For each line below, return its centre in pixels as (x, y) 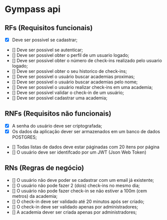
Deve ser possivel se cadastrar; (45, 40)
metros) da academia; (35, 196)
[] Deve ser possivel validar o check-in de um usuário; (68, 93)
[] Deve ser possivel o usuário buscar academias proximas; (73, 77)
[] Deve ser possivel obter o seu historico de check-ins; (69, 71)
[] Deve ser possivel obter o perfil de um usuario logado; (70, 55)
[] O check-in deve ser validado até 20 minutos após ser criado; (78, 201)
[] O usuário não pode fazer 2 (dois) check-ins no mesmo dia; (76, 185)
